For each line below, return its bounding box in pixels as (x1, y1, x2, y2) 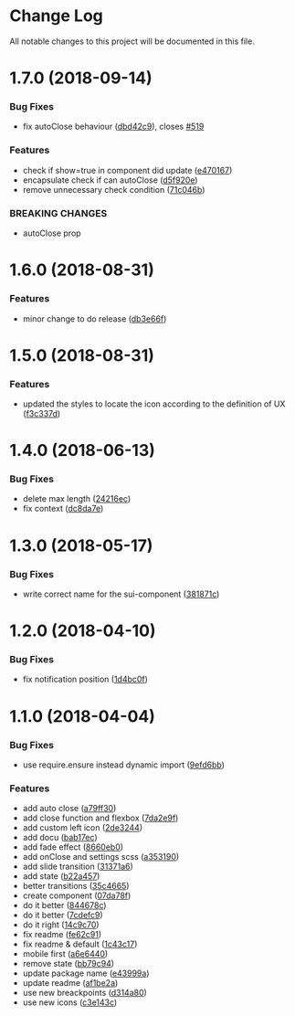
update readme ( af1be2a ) (22, 978, 119, 989)
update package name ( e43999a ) (22, 968, 150, 979)
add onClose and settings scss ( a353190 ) (22, 852, 180, 863)
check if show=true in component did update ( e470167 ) (22, 164, 233, 175)
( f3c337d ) (22, 407, 61, 418)
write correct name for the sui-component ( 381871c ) (22, 588, 220, 599)
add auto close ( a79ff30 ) (22, 803, 117, 814)
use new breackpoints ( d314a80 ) (22, 988, 148, 999)
